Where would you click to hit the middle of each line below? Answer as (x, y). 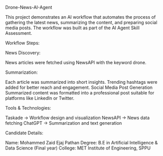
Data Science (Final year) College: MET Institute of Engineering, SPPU (78, 148)
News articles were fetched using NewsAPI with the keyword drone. (76, 62)
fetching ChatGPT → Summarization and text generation (64, 123)
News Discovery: (23, 53)
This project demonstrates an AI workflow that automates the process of (80, 17)
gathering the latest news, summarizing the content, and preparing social (81, 22)
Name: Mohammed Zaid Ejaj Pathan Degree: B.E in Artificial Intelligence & (82, 143)
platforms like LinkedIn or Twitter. (40, 98)
